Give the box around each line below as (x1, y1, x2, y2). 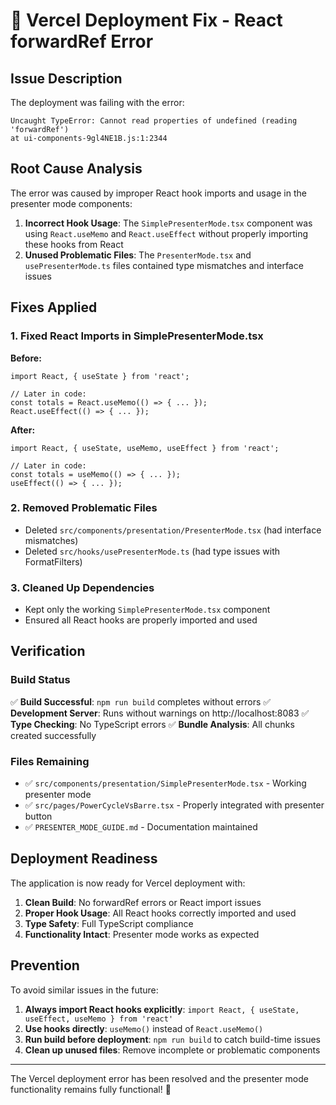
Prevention (10, 957, 80, 974)
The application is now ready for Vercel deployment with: (10, 877, 246, 889)
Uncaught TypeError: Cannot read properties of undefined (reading (10, 116, 298, 126)
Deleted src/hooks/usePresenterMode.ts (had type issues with (24, 545, 281, 557)
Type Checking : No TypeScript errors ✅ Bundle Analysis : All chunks (10, 718, 295, 730)
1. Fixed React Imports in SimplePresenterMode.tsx (10, 329, 264, 343)
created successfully (10, 729, 97, 741)
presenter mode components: (10, 197, 133, 209)
